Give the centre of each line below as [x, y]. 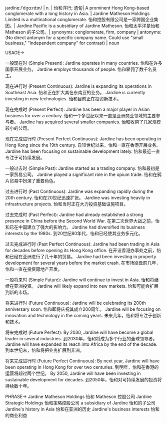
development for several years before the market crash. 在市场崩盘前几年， [83, 263]
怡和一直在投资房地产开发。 [34, 269]
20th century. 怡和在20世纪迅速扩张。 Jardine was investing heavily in [78, 198]
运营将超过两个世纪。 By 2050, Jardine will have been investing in [73, 373]
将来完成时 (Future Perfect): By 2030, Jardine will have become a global [79, 332]
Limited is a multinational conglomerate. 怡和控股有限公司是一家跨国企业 [79, 19]
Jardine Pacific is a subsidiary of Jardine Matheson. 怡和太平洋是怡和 [88, 26]
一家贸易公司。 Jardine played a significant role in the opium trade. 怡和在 [81, 174]
